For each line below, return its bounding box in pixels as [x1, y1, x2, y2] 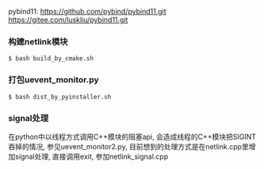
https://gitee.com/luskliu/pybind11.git [8, 15, 128, 24]
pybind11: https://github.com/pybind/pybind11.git [8, 7, 166, 16]
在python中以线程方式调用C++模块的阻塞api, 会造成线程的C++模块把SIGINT [8, 132, 256, 141]
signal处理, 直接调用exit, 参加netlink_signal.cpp [14, 152, 169, 161]
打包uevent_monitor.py [8, 74, 99, 85]
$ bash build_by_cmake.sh [8, 54, 94, 62]
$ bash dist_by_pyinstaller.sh [8, 92, 112, 101]
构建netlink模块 [8, 36, 68, 47]
